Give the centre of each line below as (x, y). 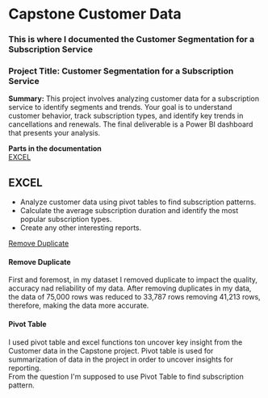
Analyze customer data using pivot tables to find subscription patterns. (138, 202)
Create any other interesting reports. (81, 228)
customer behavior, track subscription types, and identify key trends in (126, 116)
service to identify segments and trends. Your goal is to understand (120, 107)
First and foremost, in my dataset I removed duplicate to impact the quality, (133, 280)
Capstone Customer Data (95, 14)
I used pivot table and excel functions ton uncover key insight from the (126, 342)
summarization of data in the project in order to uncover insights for (121, 359)
